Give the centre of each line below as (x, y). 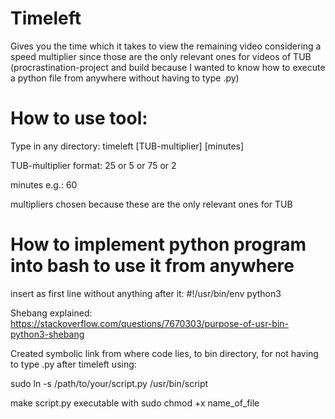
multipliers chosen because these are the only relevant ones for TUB (151, 204)
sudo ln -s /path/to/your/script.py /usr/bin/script (109, 383)
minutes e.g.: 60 (44, 184)
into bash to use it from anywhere (152, 266)
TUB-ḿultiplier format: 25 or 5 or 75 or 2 (93, 165)
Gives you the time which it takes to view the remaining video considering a (166, 46)
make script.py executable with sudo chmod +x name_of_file (135, 403)
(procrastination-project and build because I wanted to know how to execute (168, 67)
